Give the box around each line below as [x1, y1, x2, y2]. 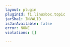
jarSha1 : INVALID [5, 16, 41, 21]
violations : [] [5, 30, 37, 35]
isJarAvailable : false [5, 21, 52, 26]
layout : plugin [5, 7, 37, 12]
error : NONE [5, 26, 30, 31]
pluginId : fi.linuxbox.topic [5, 12, 66, 17]
